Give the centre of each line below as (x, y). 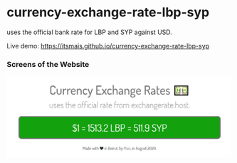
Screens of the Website (48, 64)
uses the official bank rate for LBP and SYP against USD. (89, 32)
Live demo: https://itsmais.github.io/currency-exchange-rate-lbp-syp (108, 46)
